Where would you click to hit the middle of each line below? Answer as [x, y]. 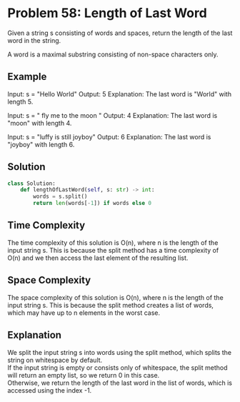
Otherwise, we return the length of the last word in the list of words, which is [120, 383]
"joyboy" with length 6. [41, 144]
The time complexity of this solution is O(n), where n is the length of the [113, 242]
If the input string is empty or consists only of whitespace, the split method [117, 367]
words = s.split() [60, 197]
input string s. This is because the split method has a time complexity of [113, 250]
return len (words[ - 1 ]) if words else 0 [92, 203]
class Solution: [31, 184]
